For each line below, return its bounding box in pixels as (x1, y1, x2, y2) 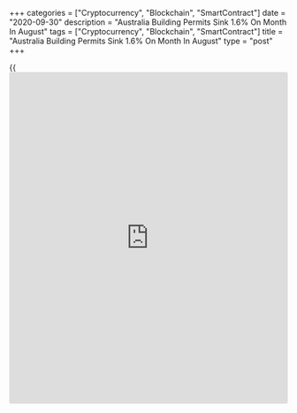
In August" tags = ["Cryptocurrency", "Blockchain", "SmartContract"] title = (9, 27, 284, 36)
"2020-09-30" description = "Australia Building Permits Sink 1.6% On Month (9, 17, 287, 27)
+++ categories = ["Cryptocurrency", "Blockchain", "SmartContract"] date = (9, 8, 286, 18)
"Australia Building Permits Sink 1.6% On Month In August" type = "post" (9, 35, 273, 46)
